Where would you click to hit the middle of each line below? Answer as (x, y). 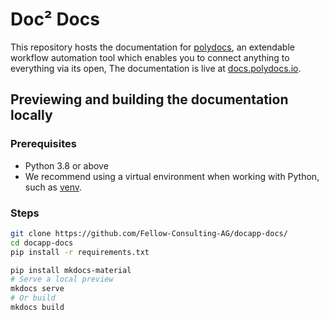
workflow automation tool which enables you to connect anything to (150, 57)
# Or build (33, 298)
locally (31, 115)
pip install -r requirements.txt (80, 252)
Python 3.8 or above (66, 165)
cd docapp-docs (42, 243)
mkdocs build (37, 308)
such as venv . (53, 187)
